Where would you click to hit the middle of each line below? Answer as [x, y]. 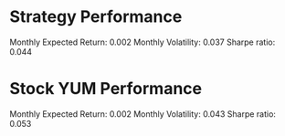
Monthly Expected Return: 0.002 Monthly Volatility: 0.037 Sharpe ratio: [142, 42]
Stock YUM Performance [106, 89]
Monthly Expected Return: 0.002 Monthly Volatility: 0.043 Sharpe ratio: [143, 114]
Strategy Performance [96, 17]
